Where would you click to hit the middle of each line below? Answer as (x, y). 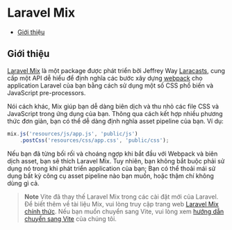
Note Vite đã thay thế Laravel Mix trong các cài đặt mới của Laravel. (121, 197)
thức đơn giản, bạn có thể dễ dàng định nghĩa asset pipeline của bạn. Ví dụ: (115, 121)
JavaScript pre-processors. (47, 92)
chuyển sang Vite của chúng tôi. (70, 219)
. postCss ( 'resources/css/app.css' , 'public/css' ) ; (94, 140)
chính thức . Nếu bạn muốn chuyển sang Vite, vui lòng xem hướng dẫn (124, 211)
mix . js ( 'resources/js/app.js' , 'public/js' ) (73, 133)
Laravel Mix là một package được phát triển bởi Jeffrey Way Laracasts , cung (116, 70)
